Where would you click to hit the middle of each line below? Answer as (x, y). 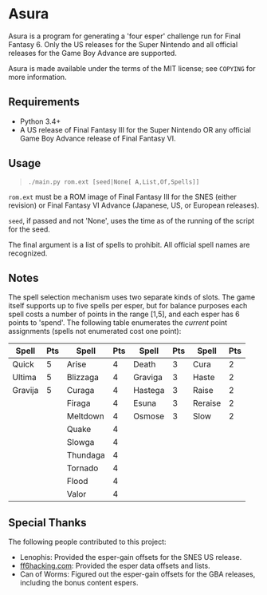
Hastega (149, 391)
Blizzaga (83, 378)
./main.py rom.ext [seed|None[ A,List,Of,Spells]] (114, 182)
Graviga (148, 378)
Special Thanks (47, 523)
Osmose (149, 416)
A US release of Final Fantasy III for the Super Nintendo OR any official (135, 129)
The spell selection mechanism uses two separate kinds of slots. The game (132, 297)
